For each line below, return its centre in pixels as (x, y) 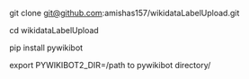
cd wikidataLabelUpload (54, 30)
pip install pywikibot (46, 48)
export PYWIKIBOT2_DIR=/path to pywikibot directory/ (110, 65)
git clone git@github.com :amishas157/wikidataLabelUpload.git (124, 13)
